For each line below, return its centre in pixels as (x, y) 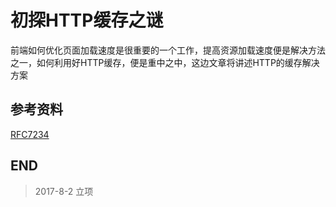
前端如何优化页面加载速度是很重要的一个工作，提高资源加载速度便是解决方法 (168, 50)
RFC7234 (30, 134)
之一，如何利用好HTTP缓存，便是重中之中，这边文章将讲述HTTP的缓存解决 (165, 62)
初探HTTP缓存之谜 (87, 20)
